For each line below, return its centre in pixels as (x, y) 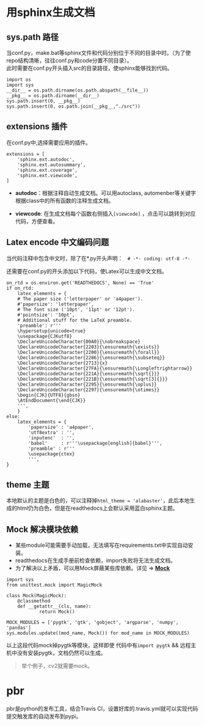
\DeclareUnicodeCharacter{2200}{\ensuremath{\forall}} (89, 352)
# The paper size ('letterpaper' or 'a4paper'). (80, 299)
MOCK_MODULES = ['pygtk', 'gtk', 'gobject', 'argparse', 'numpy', (93, 623)
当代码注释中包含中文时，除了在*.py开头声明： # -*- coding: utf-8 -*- (98, 258)
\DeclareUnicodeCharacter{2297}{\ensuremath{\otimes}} (89, 390)
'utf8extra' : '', (52, 432)
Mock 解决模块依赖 (42, 529)
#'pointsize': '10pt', (46, 315)
